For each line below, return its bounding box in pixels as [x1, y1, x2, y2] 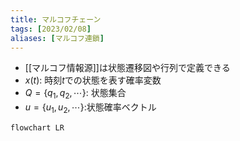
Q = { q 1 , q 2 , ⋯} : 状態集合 [24, 87, 127, 101]
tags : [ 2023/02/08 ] [10, 24, 92, 34]
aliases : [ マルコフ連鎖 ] [10, 33, 105, 43]
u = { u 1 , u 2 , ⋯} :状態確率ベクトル [24, 101, 157, 115]
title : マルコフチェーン [10, 14, 102, 25]
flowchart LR [10, 122, 65, 133]
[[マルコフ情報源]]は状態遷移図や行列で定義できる [24, 62, 231, 74]
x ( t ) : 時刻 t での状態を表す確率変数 [24, 74, 162, 86]
